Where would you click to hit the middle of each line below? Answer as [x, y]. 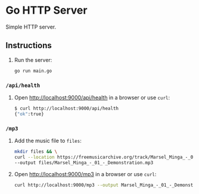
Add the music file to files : [48, 140]
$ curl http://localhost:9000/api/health [66, 108]
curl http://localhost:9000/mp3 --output [66, 185]
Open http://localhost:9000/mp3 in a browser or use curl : [85, 174]
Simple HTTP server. [31, 27]
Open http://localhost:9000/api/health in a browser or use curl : [92, 97]
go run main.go [33, 71]
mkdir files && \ [36, 151]
